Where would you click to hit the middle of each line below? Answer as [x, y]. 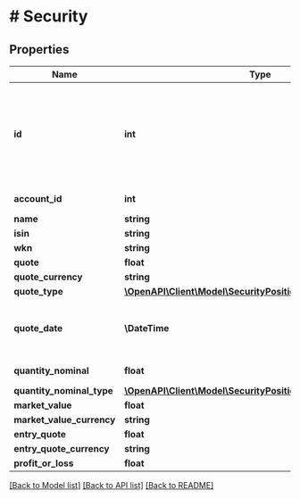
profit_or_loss [44, 463]
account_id [38, 199]
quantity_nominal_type [63, 391]
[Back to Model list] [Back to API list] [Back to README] [112, 485]
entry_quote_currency [62, 449]
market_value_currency [65, 420]
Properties [39, 50]
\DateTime [146, 328]
